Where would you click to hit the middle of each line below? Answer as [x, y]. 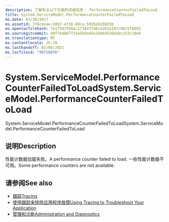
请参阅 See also [29, 183]
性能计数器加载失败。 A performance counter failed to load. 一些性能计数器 [82, 159]
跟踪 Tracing [25, 196]
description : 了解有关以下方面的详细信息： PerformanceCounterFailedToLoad [81, 10]
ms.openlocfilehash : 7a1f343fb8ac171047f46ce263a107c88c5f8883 [73, 29]
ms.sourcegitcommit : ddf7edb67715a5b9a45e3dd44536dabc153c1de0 [73, 33]
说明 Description [31, 146]
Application [24, 208]
